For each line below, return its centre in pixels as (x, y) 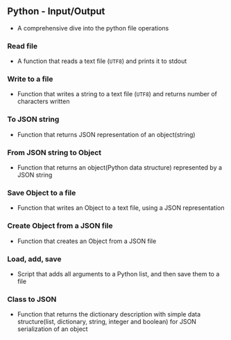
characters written (43, 101)
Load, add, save (34, 259)
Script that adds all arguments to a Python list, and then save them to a (118, 274)
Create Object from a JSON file (60, 226)
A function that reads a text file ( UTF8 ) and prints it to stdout (102, 61)
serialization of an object (52, 329)
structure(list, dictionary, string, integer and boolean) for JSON (106, 322)
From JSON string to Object (54, 152)
